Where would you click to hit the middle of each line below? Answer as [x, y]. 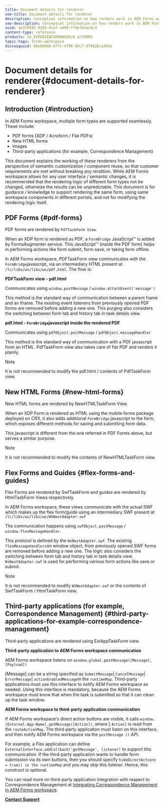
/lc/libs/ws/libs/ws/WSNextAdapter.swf [46, 517]
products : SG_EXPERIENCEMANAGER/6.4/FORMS [49, 37]
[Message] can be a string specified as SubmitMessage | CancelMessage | [75, 674]
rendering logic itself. [26, 202]
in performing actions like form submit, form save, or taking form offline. [78, 249]
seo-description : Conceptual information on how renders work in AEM [77, 23]
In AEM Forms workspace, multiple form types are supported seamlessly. [79, 121]
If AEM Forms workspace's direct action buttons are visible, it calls [72, 719]
